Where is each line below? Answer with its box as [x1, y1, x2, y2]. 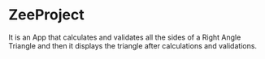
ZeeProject [8, 6, 85, 24]
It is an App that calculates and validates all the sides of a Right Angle [8, 32, 241, 42]
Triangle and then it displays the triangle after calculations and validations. [8, 40, 258, 50]
